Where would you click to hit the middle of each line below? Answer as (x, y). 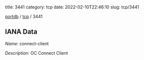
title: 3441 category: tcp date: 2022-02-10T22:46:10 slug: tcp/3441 (72, 7)
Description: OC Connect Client (36, 53)
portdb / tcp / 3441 (24, 16)
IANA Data (21, 32)
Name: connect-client (27, 43)
